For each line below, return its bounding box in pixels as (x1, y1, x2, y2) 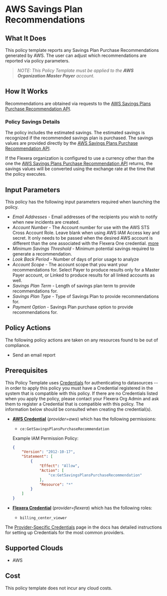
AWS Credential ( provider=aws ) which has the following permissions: (12, 416, 157, 422)
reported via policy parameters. (5, 58, 70, 63)
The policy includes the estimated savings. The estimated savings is (5, 130, 145, 136)
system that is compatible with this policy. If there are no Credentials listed (5, 390, 158, 396)
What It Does (5, 34, 46, 42)
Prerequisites (5, 366, 48, 375)
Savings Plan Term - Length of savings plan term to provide (12, 283, 136, 289)
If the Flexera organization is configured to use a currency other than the (5, 155, 155, 161)
